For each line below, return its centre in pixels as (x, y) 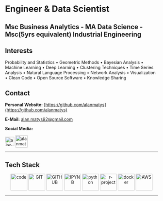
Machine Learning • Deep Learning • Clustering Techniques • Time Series (79, 68)
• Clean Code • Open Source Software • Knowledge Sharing (66, 78)
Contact (17, 93)
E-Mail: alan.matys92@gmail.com (39, 119)
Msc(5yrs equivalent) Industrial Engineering (73, 34)
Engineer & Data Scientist (57, 9)
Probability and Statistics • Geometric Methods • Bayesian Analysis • (74, 62)
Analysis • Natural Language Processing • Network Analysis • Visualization (81, 73)
